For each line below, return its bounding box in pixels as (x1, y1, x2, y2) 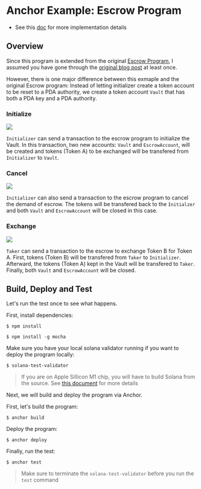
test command (21, 476, 59, 484)
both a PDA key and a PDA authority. (6, 94, 97, 102)
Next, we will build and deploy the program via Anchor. (6, 391, 143, 399)
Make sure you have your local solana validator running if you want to (6, 345, 179, 352)
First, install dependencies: (6, 312, 74, 319)
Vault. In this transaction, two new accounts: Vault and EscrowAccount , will (6, 141, 190, 149)
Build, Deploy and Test (6, 284, 92, 294)
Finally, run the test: (6, 448, 56, 455)
